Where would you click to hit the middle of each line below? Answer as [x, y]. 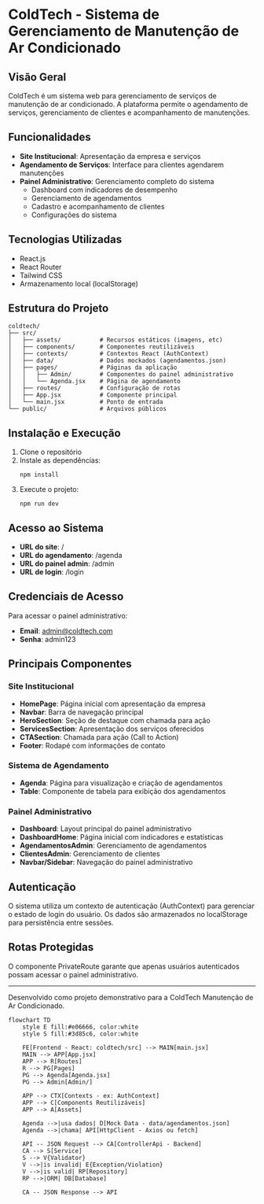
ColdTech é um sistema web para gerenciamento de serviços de [113, 96]
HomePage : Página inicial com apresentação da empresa [112, 704]
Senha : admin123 [48, 639]
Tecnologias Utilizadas [65, 240]
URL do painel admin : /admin [67, 563]
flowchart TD [29, 1020]
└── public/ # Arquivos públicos [88, 409]
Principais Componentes [70, 664]
